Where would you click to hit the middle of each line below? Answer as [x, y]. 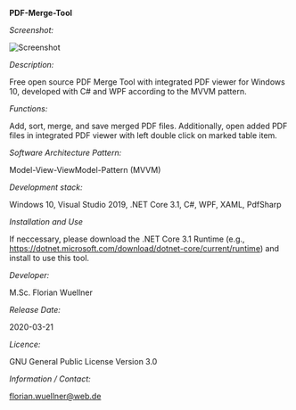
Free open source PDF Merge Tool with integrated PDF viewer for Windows [147, 82]
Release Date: [35, 310]
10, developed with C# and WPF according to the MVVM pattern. [128, 91]
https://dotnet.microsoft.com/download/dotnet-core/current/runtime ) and [144, 248]
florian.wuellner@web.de [55, 396]
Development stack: [46, 187]
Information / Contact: [50, 379]
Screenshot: [32, 30]
